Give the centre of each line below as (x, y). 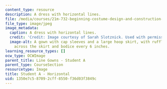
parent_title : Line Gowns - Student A (45, 60)
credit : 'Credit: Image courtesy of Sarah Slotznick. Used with (78, 38)
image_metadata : (22, 28)
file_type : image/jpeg (29, 23)
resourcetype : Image (27, 70)
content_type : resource (30, 10)
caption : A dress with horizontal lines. (53, 33)
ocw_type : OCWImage (25, 56)
